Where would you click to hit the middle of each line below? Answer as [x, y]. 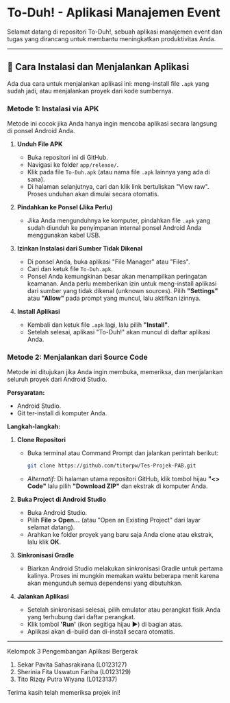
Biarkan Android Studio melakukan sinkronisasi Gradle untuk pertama [125, 568]
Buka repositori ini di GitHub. [67, 158]
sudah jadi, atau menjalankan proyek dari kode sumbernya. [90, 91]
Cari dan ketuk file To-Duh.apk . [70, 269]
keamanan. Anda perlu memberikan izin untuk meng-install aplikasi [122, 284]
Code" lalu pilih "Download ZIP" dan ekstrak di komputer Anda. [117, 486]
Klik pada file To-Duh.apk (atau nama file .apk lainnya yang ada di [118, 172]
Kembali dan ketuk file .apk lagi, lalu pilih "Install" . [98, 325]
